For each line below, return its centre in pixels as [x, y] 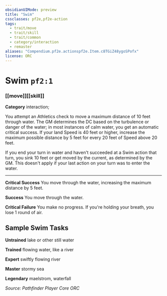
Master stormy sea [25, 269]
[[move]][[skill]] [25, 96]
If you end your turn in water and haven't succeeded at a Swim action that [81, 152]
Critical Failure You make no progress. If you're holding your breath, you [80, 207]
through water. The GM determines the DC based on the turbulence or [77, 122]
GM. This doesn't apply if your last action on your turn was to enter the [78, 163]
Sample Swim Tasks [37, 228]
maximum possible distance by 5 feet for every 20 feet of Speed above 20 [81, 138]
